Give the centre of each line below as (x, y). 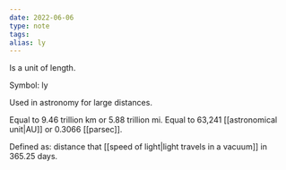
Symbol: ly (29, 85)
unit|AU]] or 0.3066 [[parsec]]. (66, 130)
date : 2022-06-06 (42, 17)
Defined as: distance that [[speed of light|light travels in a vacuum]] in (138, 147)
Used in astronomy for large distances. (81, 103)
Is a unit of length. (43, 68)
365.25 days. (34, 157)
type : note (30, 26)
